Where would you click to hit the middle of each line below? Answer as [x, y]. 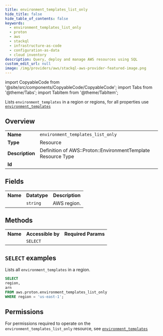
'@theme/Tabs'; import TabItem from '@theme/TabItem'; [62, 92]
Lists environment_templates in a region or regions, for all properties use [77, 102]
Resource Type [57, 156]
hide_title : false [24, 14]
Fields [15, 182]
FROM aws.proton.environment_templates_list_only [56, 292]
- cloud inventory [28, 55]
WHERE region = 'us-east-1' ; [34, 297]
